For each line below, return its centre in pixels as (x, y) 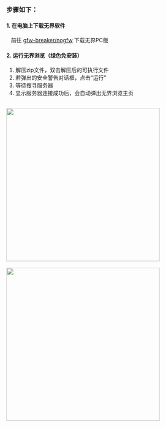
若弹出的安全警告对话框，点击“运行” (61, 78)
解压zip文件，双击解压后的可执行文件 (62, 70)
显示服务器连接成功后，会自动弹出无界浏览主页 (74, 93)
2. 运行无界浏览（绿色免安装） (44, 55)
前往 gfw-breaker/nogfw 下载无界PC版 (59, 40)
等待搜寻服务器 (34, 85)
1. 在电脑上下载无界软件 (36, 25)
